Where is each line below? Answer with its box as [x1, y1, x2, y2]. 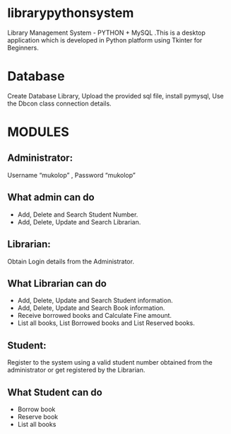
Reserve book [17, 412, 59, 421]
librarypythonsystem [7, 5, 134, 21]
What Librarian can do [7, 278, 107, 290]
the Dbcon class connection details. [7, 99, 112, 108]
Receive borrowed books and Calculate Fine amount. [17, 312, 172, 320]
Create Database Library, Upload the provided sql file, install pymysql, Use [7, 91, 224, 100]
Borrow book [17, 405, 56, 413]
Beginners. [7, 43, 39, 52]
